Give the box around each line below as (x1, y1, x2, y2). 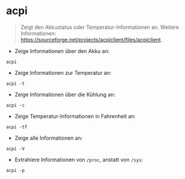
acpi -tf (6, 124, 28, 130)
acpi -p (6, 167, 25, 173)
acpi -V (6, 145, 25, 151)
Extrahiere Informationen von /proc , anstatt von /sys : (14, 156, 143, 163)
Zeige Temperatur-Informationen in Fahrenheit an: (14, 112, 136, 120)
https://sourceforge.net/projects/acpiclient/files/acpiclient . (20, 36, 163, 43)
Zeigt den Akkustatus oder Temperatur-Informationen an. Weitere (20, 24, 179, 31)
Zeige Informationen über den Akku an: (14, 47, 110, 54)
